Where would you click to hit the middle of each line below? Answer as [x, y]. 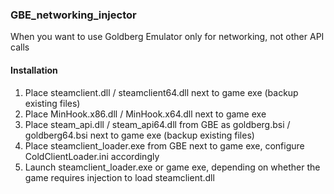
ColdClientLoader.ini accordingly [92, 156]
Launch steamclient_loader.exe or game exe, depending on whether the [172, 167]
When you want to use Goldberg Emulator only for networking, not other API [167, 37]
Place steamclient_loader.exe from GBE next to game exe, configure [164, 145]
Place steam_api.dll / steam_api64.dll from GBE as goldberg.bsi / [157, 124]
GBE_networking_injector [73, 15]
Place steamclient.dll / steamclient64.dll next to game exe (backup [161, 92]
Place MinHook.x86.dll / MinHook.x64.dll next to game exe [145, 114]
